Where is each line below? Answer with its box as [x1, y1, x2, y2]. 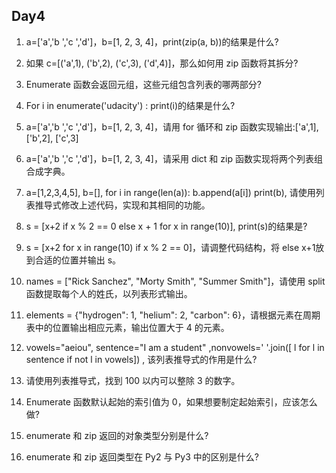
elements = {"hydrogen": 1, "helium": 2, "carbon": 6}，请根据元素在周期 [25, 309, 321, 321]
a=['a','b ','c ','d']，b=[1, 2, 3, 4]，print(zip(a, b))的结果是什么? [25, 35, 279, 48]
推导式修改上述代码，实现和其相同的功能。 [34, 199, 211, 211]
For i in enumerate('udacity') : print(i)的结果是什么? [25, 99, 236, 111]
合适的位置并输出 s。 [34, 254, 122, 266]
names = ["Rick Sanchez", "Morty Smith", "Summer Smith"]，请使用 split [25, 275, 326, 287]
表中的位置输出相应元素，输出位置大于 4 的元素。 [25, 321, 230, 333]
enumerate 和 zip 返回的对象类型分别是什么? [25, 429, 209, 441]
